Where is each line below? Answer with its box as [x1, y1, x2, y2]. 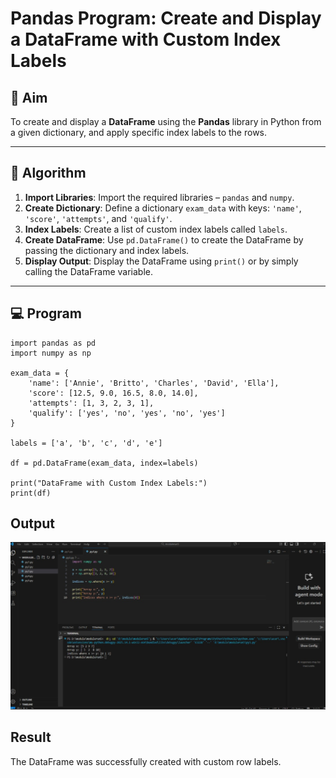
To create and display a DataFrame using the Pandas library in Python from [10, 116, 322, 127]
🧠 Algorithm [10, 165, 87, 182]
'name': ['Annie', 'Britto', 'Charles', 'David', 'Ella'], [28, 378, 280, 388]
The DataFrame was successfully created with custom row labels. [10, 755, 282, 767]
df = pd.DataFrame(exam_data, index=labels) [10, 458, 199, 468]
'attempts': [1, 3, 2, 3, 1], [28, 398, 155, 408]
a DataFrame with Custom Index [10, 28, 282, 51]
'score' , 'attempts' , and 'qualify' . [24, 212, 173, 224]
